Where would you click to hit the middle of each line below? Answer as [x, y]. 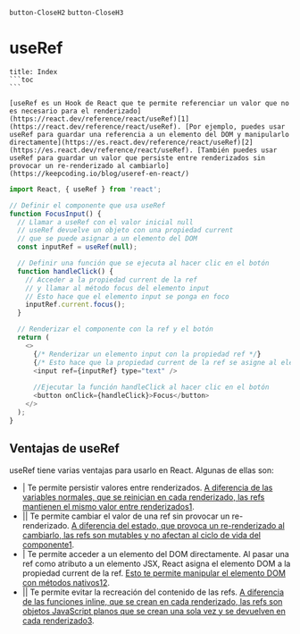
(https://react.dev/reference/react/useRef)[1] [100, 119]
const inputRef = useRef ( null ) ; [78, 247]
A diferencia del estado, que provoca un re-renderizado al [178, 525]
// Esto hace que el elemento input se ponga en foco [127, 296]
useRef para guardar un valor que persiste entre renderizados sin [137, 158]
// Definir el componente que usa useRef [87, 205]
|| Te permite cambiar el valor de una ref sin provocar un [126, 516]
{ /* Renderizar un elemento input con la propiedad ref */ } [147, 354]
